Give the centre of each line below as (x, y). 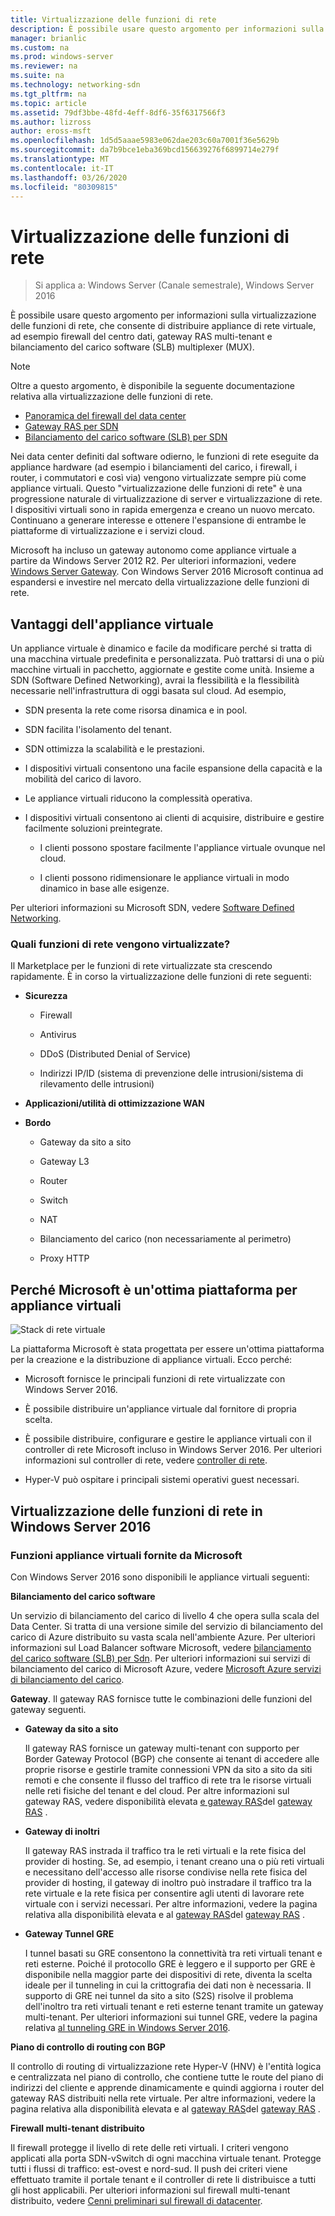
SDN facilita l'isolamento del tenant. (98, 730)
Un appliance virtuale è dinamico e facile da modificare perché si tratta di (161, 648)
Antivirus (58, 1035)
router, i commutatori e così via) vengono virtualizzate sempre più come (158, 478)
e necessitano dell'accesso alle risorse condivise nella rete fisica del (166, 1872)
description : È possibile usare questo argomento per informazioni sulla (167, 29)
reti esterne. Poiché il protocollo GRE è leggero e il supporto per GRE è (170, 1963)
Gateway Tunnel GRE (69, 1933)
